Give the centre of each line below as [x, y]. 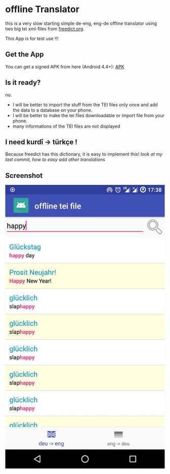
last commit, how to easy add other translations [55, 160]
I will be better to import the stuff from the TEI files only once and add [85, 104]
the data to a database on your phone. [52, 110]
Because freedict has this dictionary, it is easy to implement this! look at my [84, 154]
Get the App [25, 54]
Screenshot [24, 175]
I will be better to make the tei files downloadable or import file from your [88, 115]
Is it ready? [23, 83]
